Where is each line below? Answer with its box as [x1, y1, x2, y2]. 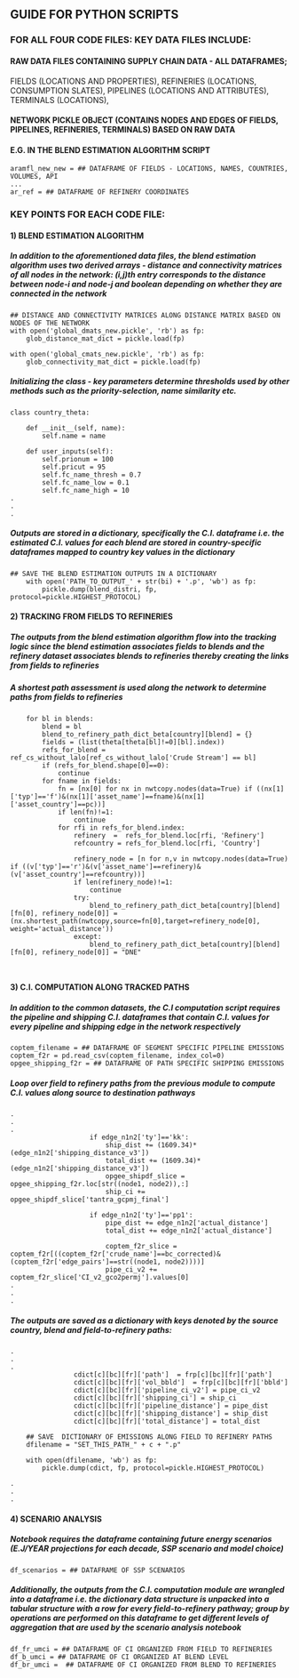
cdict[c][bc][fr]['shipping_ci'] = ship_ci [73, 1393, 238, 1403]
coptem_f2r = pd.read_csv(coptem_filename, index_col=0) [10, 1051, 225, 1061]
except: [73, 932, 102, 941]
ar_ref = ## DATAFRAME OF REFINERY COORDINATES [10, 188, 190, 197]
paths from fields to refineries [10, 692, 123, 703]
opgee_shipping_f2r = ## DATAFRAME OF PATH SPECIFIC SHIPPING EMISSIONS [10, 1059, 285, 1068]
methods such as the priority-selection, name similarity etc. [10, 386, 238, 397]
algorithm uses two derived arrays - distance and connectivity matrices [10, 260, 283, 270]
